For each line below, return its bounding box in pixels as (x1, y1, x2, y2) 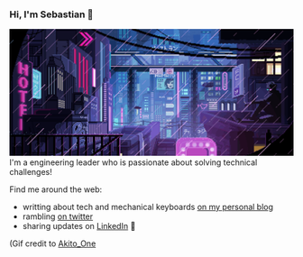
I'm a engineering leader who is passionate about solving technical (9, 157, 258, 168)
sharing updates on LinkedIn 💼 (22, 221, 136, 232)
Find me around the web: (9, 184, 103, 195)
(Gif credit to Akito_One (9, 238, 96, 249)
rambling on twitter (22, 211, 94, 222)
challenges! (9, 167, 52, 178)
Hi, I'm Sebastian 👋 (9, 8, 94, 21)
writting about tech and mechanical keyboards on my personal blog (22, 202, 273, 213)
